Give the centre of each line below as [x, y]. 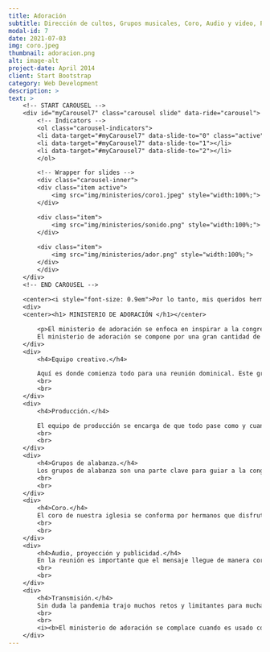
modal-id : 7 [28, 31]
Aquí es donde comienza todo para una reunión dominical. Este [145, 374]
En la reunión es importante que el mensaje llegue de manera [143, 561]
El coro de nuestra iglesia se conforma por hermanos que [136, 516]
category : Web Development [53, 83]
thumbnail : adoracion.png [51, 53]
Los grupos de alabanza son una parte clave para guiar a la [142, 471]
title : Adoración [37, 16]
